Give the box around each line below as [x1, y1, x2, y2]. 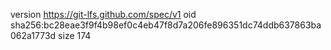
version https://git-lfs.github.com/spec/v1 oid [10, 9, 197, 20]
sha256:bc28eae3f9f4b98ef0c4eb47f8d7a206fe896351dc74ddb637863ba [10, 19, 322, 31]
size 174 [58, 30, 92, 41]
